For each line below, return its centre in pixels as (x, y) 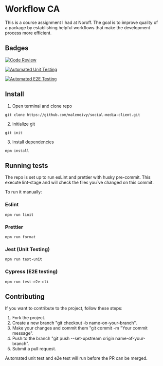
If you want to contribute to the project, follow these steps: (64, 308)
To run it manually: (24, 192)
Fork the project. (29, 318)
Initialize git (24, 124)
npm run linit (19, 215)
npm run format (20, 237)
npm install (17, 151)
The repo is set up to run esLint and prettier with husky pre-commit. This (78, 177)
